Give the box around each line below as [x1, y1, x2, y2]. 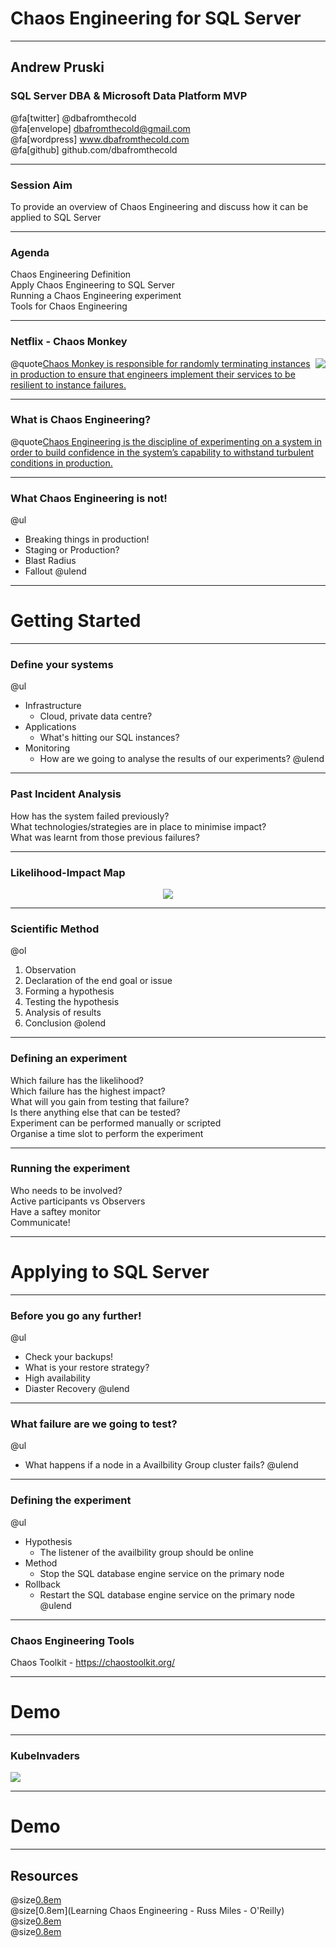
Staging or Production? [24, 544, 120, 556]
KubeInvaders [10, 1748, 80, 1762]
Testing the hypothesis [24, 996, 120, 1008]
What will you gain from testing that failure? [10, 1095, 190, 1107]
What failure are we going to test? [10, 1417, 178, 1431]
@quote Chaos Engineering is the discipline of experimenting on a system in [10, 435, 322, 447]
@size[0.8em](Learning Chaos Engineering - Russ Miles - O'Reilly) [10, 1904, 285, 1916]
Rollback [24, 1578, 62, 1590]
